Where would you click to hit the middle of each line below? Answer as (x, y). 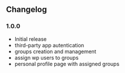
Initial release (30, 39)
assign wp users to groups (46, 57)
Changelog (27, 10)
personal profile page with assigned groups (67, 64)
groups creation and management (55, 51)
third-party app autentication (49, 45)
